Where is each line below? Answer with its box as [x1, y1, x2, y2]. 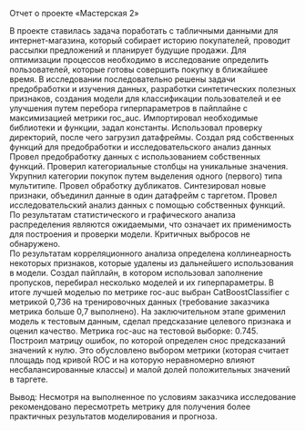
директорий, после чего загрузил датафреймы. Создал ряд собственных [9, 132, 294, 142]
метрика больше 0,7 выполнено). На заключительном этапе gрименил [9, 306, 287, 317]
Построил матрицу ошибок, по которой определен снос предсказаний [9, 335, 286, 345]
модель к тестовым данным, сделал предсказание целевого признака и [9, 316, 291, 326]
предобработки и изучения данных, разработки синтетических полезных [9, 84, 297, 94]
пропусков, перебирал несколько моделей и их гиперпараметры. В [9, 277, 275, 288]
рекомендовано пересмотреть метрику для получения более [9, 401, 251, 412]
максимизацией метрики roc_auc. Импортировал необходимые [9, 113, 259, 123]
